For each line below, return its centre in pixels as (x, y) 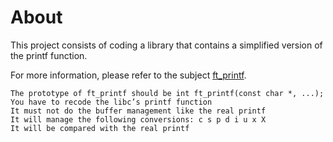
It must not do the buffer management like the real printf (138, 111)
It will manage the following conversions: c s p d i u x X (138, 119)
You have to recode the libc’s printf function (111, 102)
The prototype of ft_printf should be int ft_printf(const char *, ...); (167, 93)
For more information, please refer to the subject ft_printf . (128, 75)
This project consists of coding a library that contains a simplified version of (166, 45)
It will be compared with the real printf (100, 128)
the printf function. (49, 55)
